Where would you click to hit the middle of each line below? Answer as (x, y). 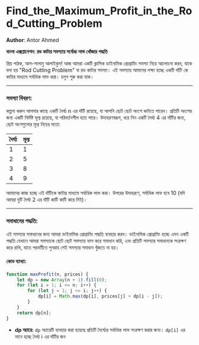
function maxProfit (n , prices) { (47, 274)
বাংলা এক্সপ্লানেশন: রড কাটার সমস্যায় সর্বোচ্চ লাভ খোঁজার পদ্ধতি (57, 51)
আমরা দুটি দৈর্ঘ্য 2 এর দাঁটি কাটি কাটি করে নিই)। (47, 200)
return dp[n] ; (34, 313)
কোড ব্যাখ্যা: (16, 261)
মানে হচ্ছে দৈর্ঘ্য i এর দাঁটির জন (40, 336)
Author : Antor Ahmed (33, 40)
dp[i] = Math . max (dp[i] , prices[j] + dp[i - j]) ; (100, 296)
